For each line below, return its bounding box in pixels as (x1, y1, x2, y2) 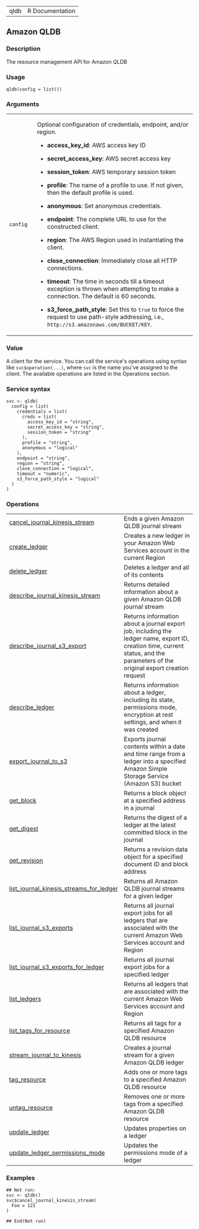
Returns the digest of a (123, 813, 188, 822)
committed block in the (123, 828, 188, 837)
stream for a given (123, 1051, 175, 1059)
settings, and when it (123, 718, 182, 726)
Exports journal (123, 735, 166, 744)
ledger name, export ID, (123, 635, 190, 643)
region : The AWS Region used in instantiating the (47, 236, 184, 244)
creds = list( (21, 414, 57, 420)
